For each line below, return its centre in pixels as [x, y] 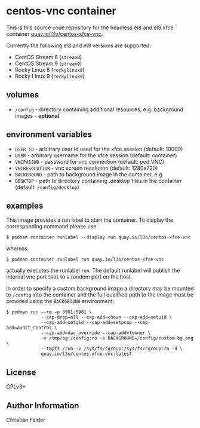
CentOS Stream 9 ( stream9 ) [48, 63]
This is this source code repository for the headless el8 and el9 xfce [90, 27]
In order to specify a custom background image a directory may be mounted [100, 289]
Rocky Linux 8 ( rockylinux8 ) [50, 69]
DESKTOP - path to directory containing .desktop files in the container [98, 181]
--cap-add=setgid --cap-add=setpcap [87, 323]
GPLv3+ [16, 387]
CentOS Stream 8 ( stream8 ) [48, 57]
